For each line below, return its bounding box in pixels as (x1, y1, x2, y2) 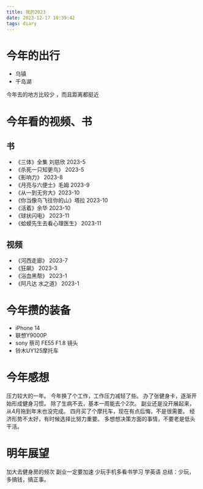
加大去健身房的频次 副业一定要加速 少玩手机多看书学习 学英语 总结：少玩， (6, 468, 194, 476)
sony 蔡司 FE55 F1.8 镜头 (15, 339, 78, 347)
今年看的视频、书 (6, 115, 93, 129)
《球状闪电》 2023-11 (15, 212, 70, 220)
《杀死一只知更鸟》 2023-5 (15, 166, 84, 174)
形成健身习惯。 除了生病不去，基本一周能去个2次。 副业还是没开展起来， (11, 400, 195, 407)
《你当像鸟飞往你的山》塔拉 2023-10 (15, 197, 108, 204)
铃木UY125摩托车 (15, 347, 59, 355)
